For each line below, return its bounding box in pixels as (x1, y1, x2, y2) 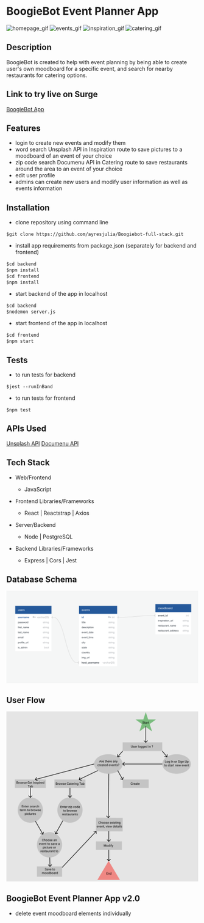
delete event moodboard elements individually (15, 910, 132, 917)
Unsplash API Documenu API (6, 439, 79, 447)
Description (6, 42, 52, 53)
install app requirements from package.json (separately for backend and (15, 242, 197, 249)
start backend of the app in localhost (15, 290, 108, 298)
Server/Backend (15, 521, 56, 528)
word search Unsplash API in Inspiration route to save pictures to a (15, 145, 183, 153)
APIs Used (6, 424, 47, 434)
